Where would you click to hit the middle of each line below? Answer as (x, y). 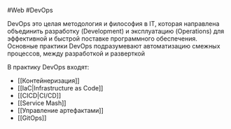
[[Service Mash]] (42, 103)
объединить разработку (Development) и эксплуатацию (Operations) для (116, 31)
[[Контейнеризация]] (48, 81)
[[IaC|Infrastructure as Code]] (60, 88)
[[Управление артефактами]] (60, 110)
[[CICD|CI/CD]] (39, 95)
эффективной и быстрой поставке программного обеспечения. (102, 39)
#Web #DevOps (30, 10)
